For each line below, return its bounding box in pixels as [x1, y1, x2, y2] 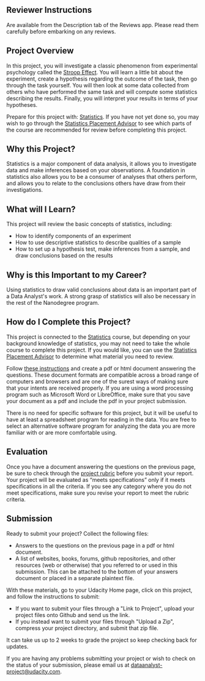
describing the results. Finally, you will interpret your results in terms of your [6, 95, 198, 102]
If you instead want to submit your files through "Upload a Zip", [15, 618, 174, 625]
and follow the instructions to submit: [6, 592, 100, 600]
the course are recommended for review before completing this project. [6, 126, 187, 133]
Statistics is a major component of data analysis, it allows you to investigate [6, 160, 197, 168]
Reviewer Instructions [6, 5, 92, 15]
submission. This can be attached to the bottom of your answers [15, 568, 179, 575]
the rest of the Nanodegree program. [6, 299, 100, 307]
